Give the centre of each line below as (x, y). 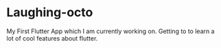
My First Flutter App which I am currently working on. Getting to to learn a (110, 31)
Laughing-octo (50, 13)
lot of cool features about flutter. (52, 38)
